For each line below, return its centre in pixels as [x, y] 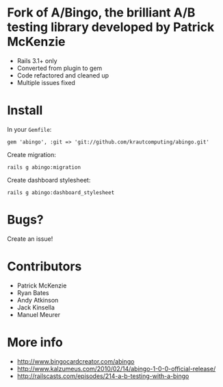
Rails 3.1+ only [37, 60]
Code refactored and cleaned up [63, 75]
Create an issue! [30, 239]
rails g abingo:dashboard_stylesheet [61, 192]
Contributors [44, 266]
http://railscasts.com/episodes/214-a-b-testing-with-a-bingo [103, 376]
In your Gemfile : [29, 129]
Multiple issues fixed [46, 82]
